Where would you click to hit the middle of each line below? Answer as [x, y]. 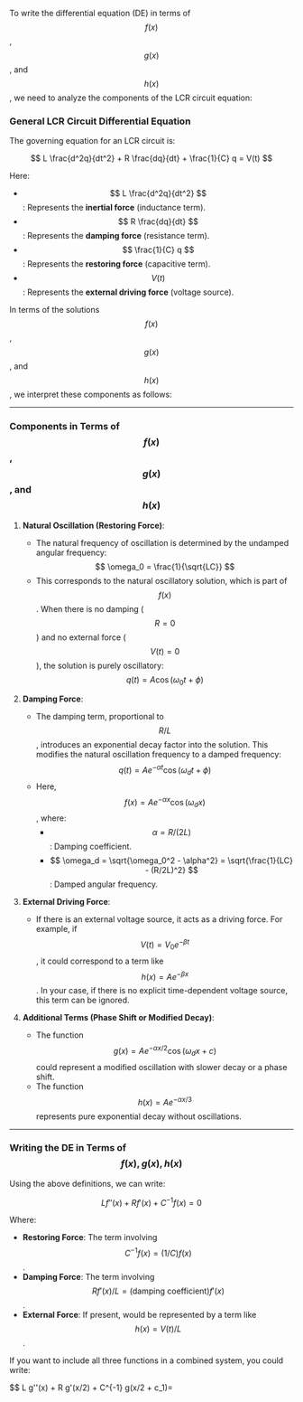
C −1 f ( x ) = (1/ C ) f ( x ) [158, 1253]
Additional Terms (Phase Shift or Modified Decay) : [118, 1018]
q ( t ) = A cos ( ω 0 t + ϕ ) [165, 680]
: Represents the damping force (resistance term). [116, 236]
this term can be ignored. [83, 1000]
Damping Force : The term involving [88, 1277]
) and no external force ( [81, 637]
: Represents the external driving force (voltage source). [128, 292]
